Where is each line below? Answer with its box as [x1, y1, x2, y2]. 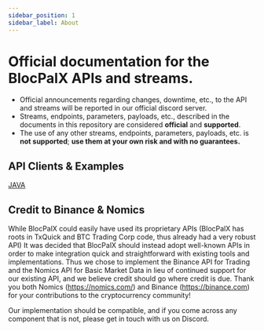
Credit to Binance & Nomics [8, 203, 145, 216]
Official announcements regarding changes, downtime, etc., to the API [19, 95, 247, 104]
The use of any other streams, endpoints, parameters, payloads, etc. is [19, 129, 249, 138]
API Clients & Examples [8, 159, 124, 173]
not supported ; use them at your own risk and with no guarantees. [19, 136, 241, 146]
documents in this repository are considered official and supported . [19, 120, 241, 129]
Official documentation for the [8, 53, 210, 71]
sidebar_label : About [8, 19, 79, 27]
